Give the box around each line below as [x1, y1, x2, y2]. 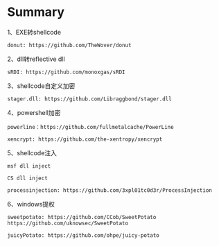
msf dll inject [7, 162, 51, 170]
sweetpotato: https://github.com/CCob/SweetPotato [7, 213, 157, 220]
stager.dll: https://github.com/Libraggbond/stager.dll [7, 95, 172, 103]
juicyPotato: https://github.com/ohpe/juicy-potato [7, 231, 159, 239]
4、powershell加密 [7, 108, 61, 116]
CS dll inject [7, 175, 49, 182]
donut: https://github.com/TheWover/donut [7, 42, 132, 49]
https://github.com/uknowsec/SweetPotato [7, 220, 129, 227]
